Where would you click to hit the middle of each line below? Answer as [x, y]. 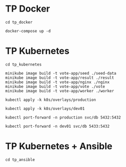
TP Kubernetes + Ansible [59, 146]
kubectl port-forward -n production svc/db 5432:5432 [63, 117]
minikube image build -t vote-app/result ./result [60, 78]
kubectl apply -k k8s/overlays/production [51, 100]
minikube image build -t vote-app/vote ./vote [55, 86]
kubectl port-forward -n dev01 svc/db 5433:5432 [57, 126]
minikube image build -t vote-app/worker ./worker [60, 91]
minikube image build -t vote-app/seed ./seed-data [61, 73]
